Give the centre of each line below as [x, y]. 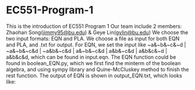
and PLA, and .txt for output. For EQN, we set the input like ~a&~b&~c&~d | [96, 45]
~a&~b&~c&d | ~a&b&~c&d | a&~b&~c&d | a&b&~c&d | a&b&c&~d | [87, 51]
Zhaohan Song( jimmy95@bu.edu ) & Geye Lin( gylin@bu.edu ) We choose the [97, 32]
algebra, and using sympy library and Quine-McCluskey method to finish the [97, 69]
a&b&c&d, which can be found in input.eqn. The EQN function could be [91, 57]
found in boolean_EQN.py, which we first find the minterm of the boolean [93, 63]
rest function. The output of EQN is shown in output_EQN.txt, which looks [94, 75]
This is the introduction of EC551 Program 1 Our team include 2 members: [94, 26]
